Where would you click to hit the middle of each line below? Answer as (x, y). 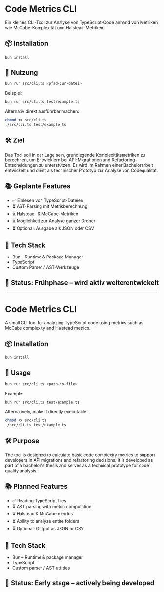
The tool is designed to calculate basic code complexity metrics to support (80, 455)
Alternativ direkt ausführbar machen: (42, 111)
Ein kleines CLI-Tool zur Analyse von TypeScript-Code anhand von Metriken (82, 22)
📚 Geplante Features (38, 186)
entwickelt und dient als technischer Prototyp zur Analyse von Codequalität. (82, 170)
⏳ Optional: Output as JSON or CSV (48, 528)
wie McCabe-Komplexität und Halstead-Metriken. (55, 27)
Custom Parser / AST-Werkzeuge (45, 267)
